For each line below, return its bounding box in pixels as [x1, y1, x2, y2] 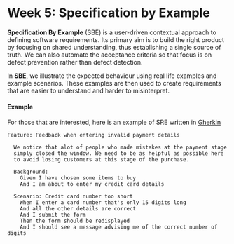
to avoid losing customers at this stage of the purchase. [13, 156, 190, 163]
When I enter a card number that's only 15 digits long [20, 199, 187, 206]
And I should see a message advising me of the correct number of [20, 224, 218, 231]
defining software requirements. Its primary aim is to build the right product [7, 35, 224, 43]
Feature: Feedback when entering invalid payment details [7, 132, 180, 139]
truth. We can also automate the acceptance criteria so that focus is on [7, 50, 212, 59]
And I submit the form [20, 212, 86, 219]
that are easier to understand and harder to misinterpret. [7, 86, 170, 95]
